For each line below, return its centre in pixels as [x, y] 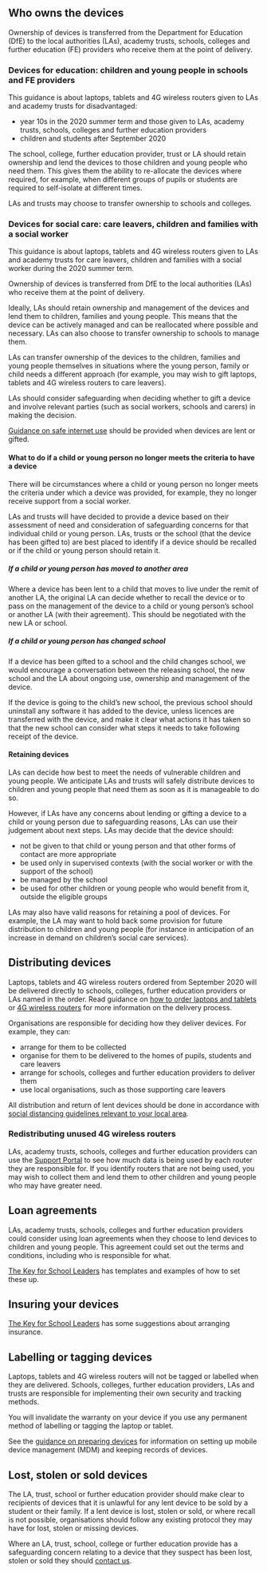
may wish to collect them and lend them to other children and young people [132, 1177]
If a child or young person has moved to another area [98, 569]
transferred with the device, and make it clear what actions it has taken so [130, 719]
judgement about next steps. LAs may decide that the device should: [121, 830]
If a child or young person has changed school [87, 641]
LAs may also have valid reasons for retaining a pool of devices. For [120, 912]
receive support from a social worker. [70, 501]
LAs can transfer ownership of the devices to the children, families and [124, 357]
